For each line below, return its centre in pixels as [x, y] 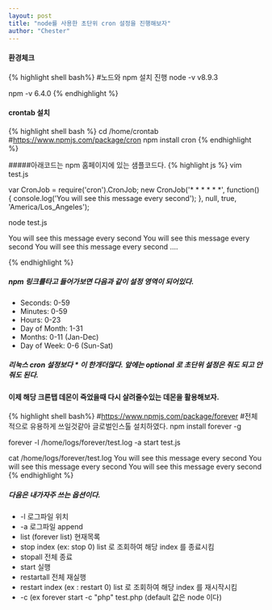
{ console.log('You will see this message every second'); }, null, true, [122, 198]
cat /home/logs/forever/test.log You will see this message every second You [135, 458]
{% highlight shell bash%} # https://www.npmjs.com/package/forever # [127, 416]
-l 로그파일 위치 [44, 516]
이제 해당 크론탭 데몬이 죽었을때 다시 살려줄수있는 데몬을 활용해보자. [114, 397]
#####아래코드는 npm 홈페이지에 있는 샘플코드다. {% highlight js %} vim [125, 165]
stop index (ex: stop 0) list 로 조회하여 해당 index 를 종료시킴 [117, 547]
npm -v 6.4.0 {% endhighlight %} [63, 93]
